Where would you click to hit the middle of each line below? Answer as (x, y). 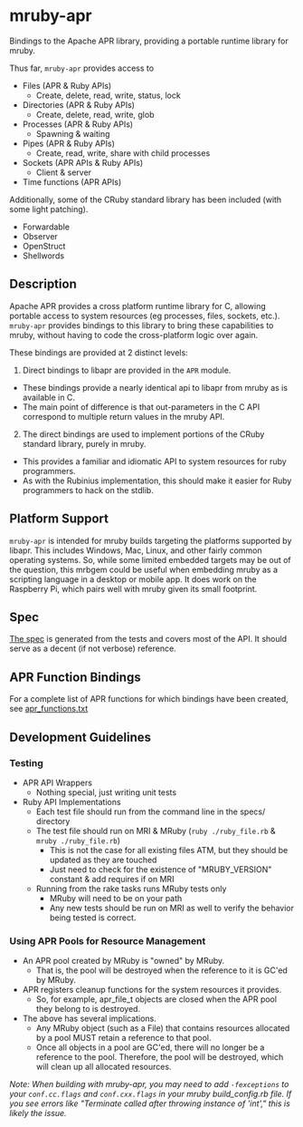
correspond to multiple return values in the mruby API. (123, 416)
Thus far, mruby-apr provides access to (82, 68)
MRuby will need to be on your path (116, 898)
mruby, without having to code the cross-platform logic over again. (134, 335)
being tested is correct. (93, 918)
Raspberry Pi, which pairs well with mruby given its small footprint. (133, 588)
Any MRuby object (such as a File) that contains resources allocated (163, 1028)
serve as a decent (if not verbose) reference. (93, 648)
